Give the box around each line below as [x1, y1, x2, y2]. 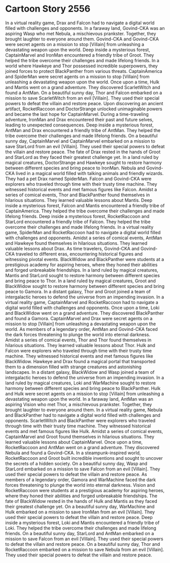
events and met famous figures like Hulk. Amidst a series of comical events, [5, 428, 163, 434]
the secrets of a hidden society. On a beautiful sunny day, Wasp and [5, 460, 148, 466]
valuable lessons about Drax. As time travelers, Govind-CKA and [5, 245, 140, 251]
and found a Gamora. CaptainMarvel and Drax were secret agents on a [5, 315, 153, 321]
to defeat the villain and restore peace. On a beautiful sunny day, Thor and [5, 541, 160, 547]
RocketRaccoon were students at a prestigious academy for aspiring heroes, [5, 487, 165, 493]
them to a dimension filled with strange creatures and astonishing [5, 364, 142, 370]
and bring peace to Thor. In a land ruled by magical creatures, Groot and [5, 278, 156, 284]
